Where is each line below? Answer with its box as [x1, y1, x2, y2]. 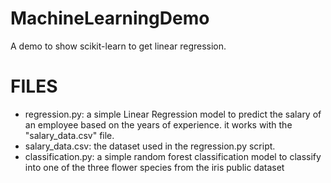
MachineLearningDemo [10, 7, 210, 30]
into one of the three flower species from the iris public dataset [24, 161, 285, 173]
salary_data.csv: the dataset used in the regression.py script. [24, 140, 276, 152]
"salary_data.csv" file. [24, 129, 115, 141]
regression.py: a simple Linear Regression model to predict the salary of [24, 108, 322, 120]
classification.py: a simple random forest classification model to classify [24, 150, 322, 162]
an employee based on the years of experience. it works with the [24, 118, 293, 131]
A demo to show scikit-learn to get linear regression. [10, 40, 227, 52]
